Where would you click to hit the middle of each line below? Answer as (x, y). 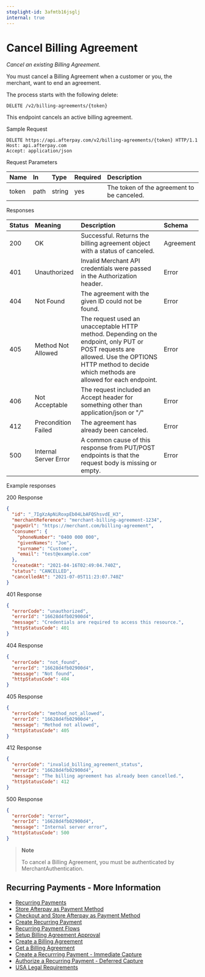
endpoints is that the (110, 455)
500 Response (25, 799)
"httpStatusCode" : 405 (41, 730)
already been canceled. (114, 430)
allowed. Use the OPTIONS (119, 357)
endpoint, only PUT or (112, 342)
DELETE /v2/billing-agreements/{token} (57, 106)
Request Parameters (32, 162)
